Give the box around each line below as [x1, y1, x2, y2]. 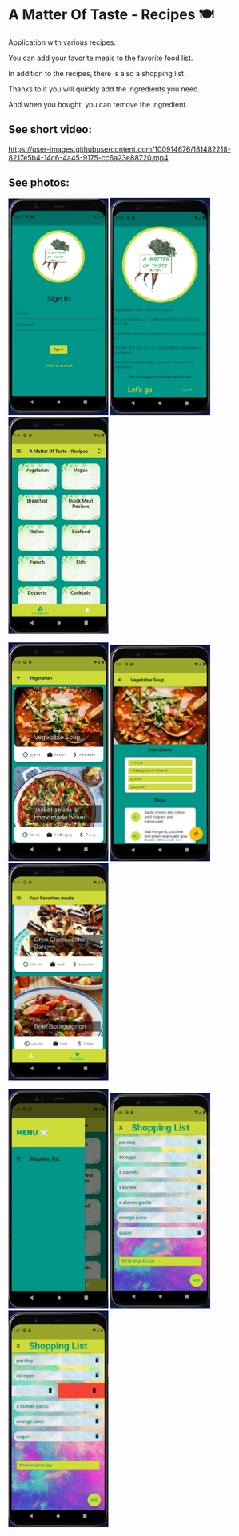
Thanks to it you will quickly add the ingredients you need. [8, 84, 201, 94]
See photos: [8, 176, 70, 190]
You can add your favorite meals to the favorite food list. [8, 53, 193, 63]
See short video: [8, 123, 93, 136]
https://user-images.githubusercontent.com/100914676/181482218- [8, 144, 232, 154]
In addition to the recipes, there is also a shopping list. [8, 68, 186, 78]
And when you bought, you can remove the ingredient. [8, 99, 188, 109]
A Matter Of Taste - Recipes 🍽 [8, 6, 214, 24]
